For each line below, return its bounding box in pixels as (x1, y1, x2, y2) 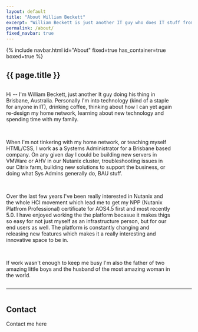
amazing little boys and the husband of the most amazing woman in (6, 265, 170, 273)
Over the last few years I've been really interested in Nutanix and (6, 192, 163, 200)
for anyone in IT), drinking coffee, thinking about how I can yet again (6, 103, 172, 110)
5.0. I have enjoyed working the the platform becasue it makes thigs (6, 211, 170, 218)
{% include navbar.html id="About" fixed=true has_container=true (6, 47, 166, 54)
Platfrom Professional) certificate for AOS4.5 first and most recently (6, 205, 170, 212)
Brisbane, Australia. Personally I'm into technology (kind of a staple (6, 97, 169, 104)
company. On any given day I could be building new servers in (6, 151, 157, 158)
